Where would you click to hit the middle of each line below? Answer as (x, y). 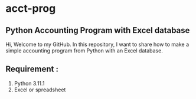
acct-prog (31, 9)
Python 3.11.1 (29, 83)
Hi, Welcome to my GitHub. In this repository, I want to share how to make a (97, 44)
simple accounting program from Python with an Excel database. (84, 51)
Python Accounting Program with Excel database (98, 30)
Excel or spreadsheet (40, 90)
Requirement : (32, 69)
